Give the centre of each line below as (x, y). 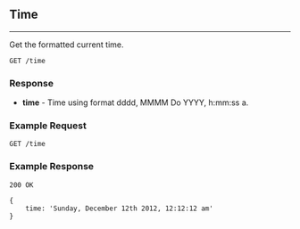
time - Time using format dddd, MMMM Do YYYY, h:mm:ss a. (135, 102)
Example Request (48, 126)
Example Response (52, 167)
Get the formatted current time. (67, 45)
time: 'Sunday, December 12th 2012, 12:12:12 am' (120, 209)
